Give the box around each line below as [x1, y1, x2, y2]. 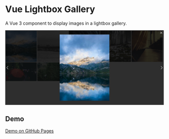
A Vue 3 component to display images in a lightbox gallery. [5, 20, 127, 26]
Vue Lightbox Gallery [5, 4, 96, 15]
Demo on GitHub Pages [5, 128, 54, 134]
